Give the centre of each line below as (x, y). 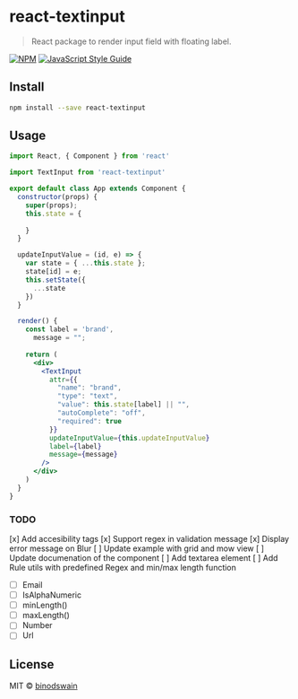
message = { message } (83, 455)
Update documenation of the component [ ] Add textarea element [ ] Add (144, 557)
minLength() (45, 605)
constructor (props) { (58, 197)
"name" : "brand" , (89, 388)
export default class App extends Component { (98, 189)
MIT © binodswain (43, 686)
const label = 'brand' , (70, 329)
